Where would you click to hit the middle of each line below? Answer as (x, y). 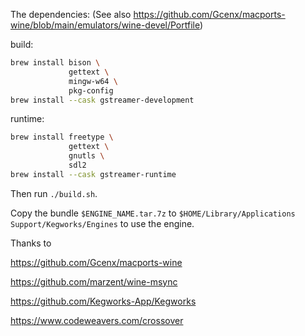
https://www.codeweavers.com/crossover (97, 320)
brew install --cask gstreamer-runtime (93, 174)
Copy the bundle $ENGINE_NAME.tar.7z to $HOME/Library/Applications (153, 213)
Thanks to (31, 243)
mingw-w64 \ (93, 81)
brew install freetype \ (62, 137)
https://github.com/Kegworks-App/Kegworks (103, 301)
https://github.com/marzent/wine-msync (94, 281)
